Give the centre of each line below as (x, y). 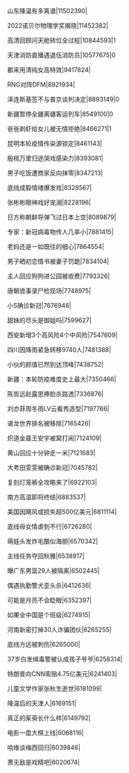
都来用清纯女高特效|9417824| (49, 70)
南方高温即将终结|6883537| (46, 497)
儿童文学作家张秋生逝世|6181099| (55, 688)
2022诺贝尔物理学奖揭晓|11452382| (58, 26)
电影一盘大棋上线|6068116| (46, 733)
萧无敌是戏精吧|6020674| (44, 762)
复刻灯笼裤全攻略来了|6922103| (52, 482)
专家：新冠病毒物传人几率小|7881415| (60, 232)
